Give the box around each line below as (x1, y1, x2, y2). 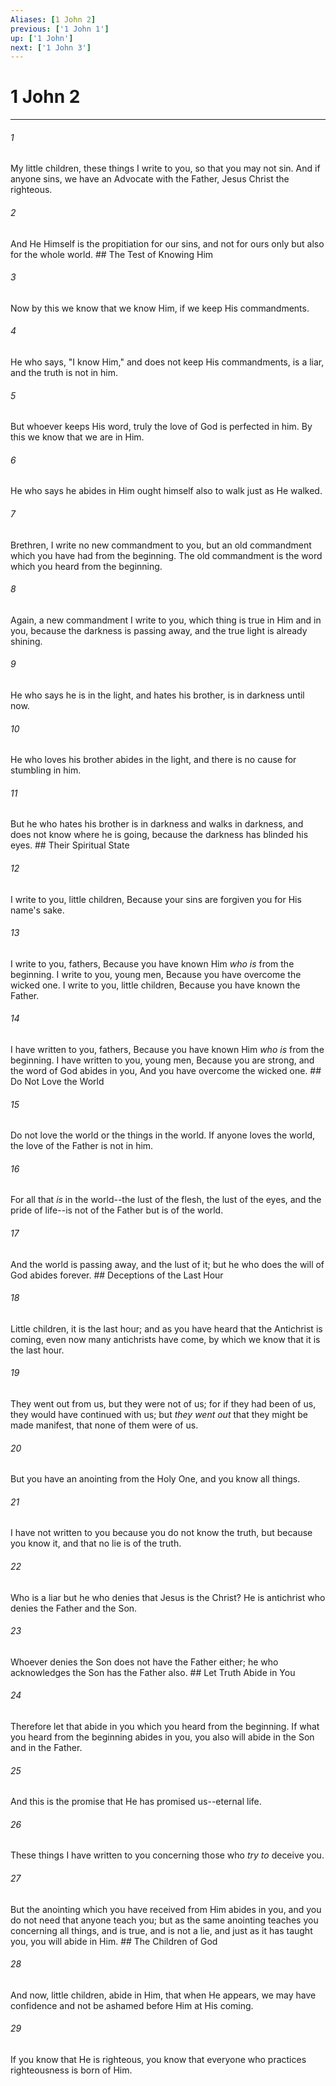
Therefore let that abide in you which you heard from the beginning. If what (10, 1721, 320, 1733)
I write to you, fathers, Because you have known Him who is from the (10, 957, 295, 970)
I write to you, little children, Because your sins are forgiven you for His (10, 893, 302, 905)
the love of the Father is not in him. (10, 1140, 154, 1152)
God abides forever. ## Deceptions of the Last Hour (10, 1269, 224, 1281)
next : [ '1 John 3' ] (10, 42, 92, 53)
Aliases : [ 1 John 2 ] (10, 14, 97, 25)
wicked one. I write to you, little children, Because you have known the (10, 979, 301, 991)
